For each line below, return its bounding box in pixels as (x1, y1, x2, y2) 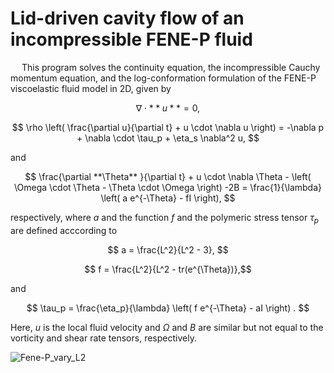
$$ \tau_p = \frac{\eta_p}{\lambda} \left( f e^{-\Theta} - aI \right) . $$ (26, 302, 310, 314)
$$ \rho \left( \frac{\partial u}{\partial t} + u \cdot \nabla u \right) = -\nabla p (11, 121, 325, 133)
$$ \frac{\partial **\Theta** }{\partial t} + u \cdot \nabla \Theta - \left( (24, 170, 312, 182)
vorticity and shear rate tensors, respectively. (10, 332, 197, 344)
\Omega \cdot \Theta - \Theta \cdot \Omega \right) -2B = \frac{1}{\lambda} (13, 181, 323, 193)
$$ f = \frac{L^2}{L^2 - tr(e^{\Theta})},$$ (84, 263, 252, 275)
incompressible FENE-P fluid (10, 28, 253, 51)
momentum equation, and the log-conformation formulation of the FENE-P (10, 72, 317, 84)
